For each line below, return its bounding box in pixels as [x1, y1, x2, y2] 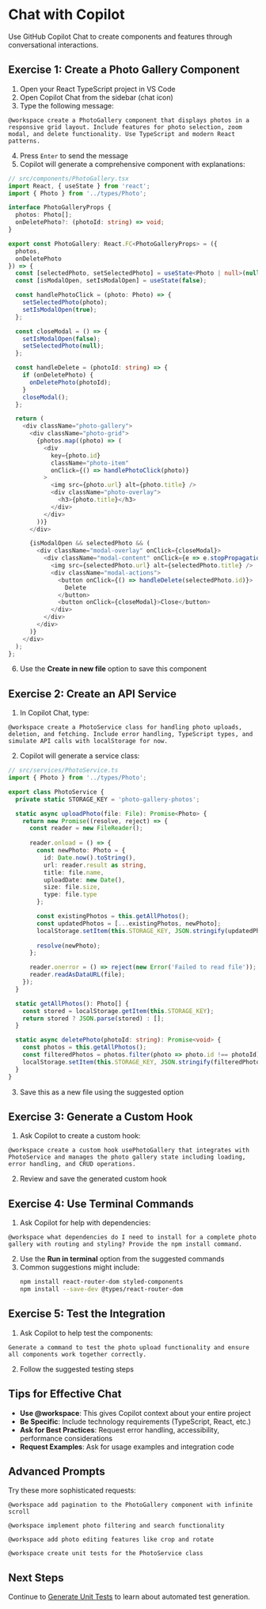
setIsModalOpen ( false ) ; [22, 335, 101, 343]
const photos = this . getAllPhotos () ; [22, 1043, 147, 1052]
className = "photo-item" [50, 459, 129, 467]
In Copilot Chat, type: [19, 708, 89, 718]
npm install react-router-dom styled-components [19, 1278, 184, 1286]
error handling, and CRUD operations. [8, 1160, 136, 1168]
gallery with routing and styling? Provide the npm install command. [8, 1240, 243, 1248]
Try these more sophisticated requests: [8, 1486, 136, 1495]
